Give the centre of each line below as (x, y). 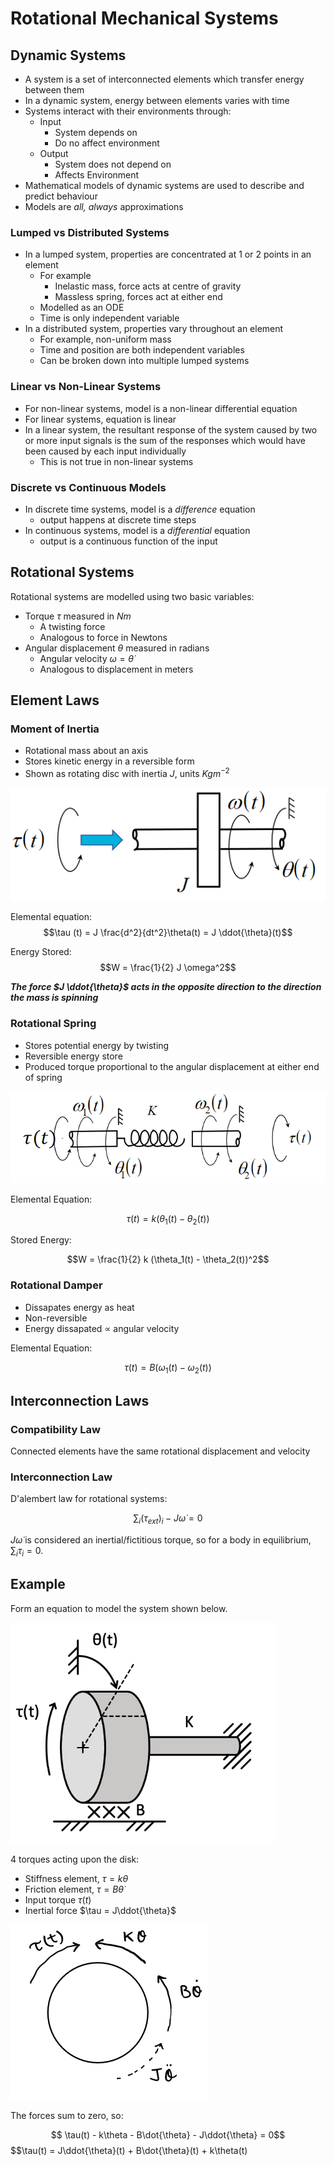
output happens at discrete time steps (118, 519)
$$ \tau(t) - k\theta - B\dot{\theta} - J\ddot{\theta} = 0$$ (168, 2134)
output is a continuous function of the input (128, 541)
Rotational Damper (56, 1285)
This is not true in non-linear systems (116, 461)
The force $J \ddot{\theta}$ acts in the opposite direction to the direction (166, 987)
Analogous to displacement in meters (116, 669)
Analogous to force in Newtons (103, 637)
